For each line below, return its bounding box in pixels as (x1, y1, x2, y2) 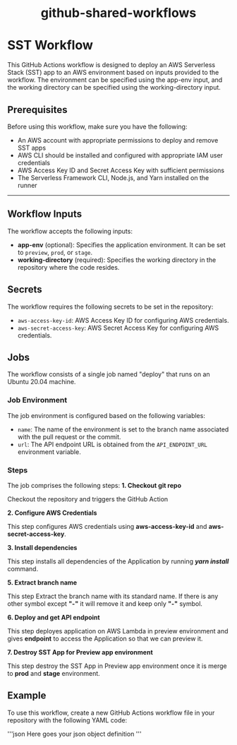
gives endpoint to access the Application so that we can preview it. (7, 634, 203, 643)
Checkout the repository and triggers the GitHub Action (7, 494, 169, 503)
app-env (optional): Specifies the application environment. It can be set (17, 240, 226, 249)
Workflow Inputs (7, 208, 83, 220)
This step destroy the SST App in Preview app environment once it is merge (7, 662, 227, 670)
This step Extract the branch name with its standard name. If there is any (7, 592, 219, 600)
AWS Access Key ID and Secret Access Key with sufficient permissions (17, 166, 224, 174)
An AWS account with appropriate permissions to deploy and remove (17, 136, 219, 144)
